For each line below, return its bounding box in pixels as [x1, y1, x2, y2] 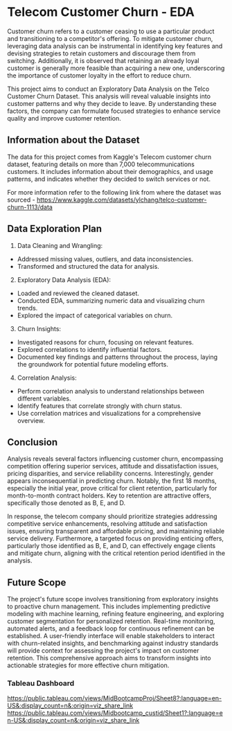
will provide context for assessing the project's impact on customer [7, 646, 199, 655]
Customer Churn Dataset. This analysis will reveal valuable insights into [7, 91, 211, 100]
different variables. [17, 394, 71, 403]
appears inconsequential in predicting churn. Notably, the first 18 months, [7, 477, 217, 485]
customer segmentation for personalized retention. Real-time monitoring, [7, 617, 215, 626]
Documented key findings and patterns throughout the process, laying [17, 353, 218, 361]
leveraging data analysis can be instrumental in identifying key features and [7, 42, 223, 50]
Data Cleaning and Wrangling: [17, 241, 103, 249]
